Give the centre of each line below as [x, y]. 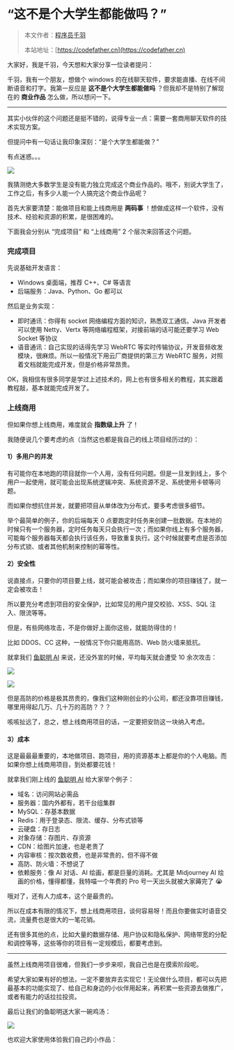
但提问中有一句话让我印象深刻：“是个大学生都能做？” [83, 142]
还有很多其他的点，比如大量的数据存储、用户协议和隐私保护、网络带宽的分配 [117, 934]
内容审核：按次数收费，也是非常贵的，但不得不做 [87, 855]
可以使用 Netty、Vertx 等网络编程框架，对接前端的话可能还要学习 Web [118, 330]
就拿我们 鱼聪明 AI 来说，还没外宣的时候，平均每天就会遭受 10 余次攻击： [112, 657]
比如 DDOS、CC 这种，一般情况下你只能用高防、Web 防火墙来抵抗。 [106, 642]
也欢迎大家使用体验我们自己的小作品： [62, 1040]
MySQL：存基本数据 [46, 812]
